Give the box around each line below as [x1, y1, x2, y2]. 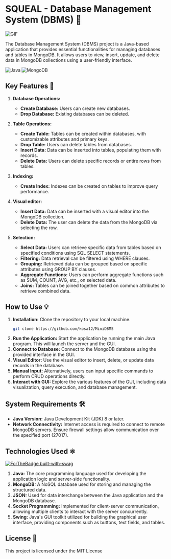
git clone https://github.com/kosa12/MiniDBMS [12, 326, 114, 331]
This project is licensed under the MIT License [5, 548, 103, 554]
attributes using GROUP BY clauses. [20, 266, 96, 272]
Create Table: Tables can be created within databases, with [20, 130, 146, 137]
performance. [20, 188, 50, 194]
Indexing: [12, 173, 34, 179]
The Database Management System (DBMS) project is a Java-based [5, 40, 149, 47]
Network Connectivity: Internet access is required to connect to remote [12, 421, 165, 428]
